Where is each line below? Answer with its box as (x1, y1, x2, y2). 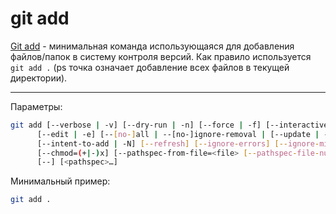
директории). (10, 72, 68, 84)
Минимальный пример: (10, 175, 111, 187)
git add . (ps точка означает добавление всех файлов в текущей (10, 61, 290, 73)
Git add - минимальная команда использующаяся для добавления (10, 40, 295, 52)
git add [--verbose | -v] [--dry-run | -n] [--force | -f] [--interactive (10, 120, 329, 130)
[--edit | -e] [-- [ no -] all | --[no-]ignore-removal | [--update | (36, 129, 320, 139)
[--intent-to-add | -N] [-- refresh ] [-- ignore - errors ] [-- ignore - (36, 138, 320, 149)
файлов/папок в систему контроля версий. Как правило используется (10, 50, 312, 62)
